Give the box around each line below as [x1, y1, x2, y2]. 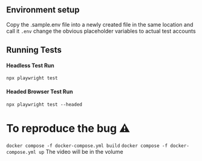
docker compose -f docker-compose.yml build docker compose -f [6, 142, 168, 149]
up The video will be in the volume [38, 148, 123, 155]
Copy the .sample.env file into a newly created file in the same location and [6, 21, 194, 28]
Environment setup [6, 5, 80, 15]
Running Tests [6, 45, 62, 55]
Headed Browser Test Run [6, 88, 73, 95]
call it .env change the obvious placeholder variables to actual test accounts [6, 27, 196, 34]
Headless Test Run [6, 62, 54, 69]
